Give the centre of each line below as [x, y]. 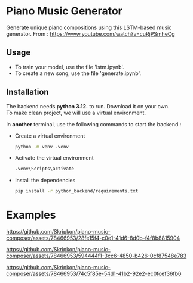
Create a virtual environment [50, 136]
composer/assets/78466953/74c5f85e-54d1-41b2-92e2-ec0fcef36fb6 [94, 274]
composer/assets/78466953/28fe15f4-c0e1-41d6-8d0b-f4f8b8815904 [93, 238]
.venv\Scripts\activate [45, 169]
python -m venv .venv [42, 147]
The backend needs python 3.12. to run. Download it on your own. [88, 106]
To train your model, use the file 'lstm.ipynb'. [69, 67]
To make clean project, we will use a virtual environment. [76, 113]
